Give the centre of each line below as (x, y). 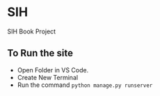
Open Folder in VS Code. (53, 70)
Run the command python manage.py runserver (85, 85)
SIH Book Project (32, 31)
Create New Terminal (48, 77)
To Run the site (40, 53)
